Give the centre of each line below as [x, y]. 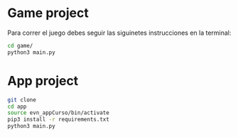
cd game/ [20, 45]
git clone [22, 100]
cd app [17, 106]
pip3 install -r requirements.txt [59, 120]
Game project [48, 13]
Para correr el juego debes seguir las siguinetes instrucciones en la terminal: [119, 33]
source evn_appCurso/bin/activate [59, 113]
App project [43, 81]
